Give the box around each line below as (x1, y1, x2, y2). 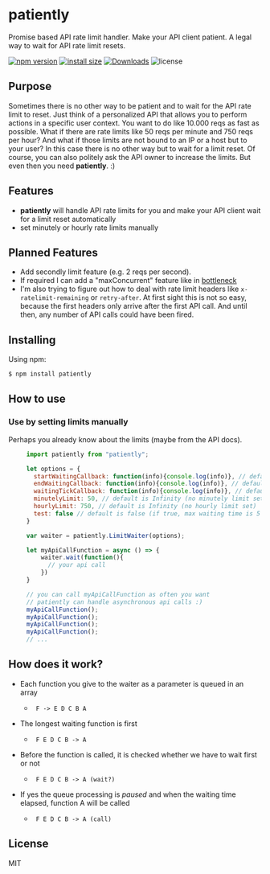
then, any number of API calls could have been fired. (19, 310, 194, 319)
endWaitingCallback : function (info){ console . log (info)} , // (33, 480, 239, 488)
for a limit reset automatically (19, 214, 117, 224)
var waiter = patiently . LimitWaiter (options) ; (26, 531, 185, 540)
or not (19, 758, 40, 768)
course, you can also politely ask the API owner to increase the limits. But (8, 152, 252, 162)
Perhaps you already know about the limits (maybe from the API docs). (8, 434, 243, 444)
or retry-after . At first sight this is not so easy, (90, 293, 247, 302)
